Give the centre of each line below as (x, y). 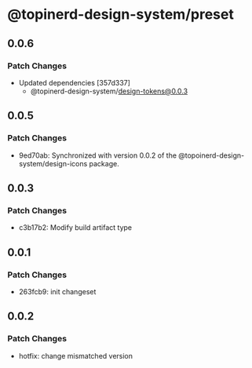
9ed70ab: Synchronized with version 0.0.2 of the (98, 155)
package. (104, 163)
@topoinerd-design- (212, 155)
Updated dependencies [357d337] (75, 82)
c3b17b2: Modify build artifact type (75, 228)
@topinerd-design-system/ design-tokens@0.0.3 (109, 91)
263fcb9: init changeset (57, 291)
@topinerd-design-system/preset (121, 15)
